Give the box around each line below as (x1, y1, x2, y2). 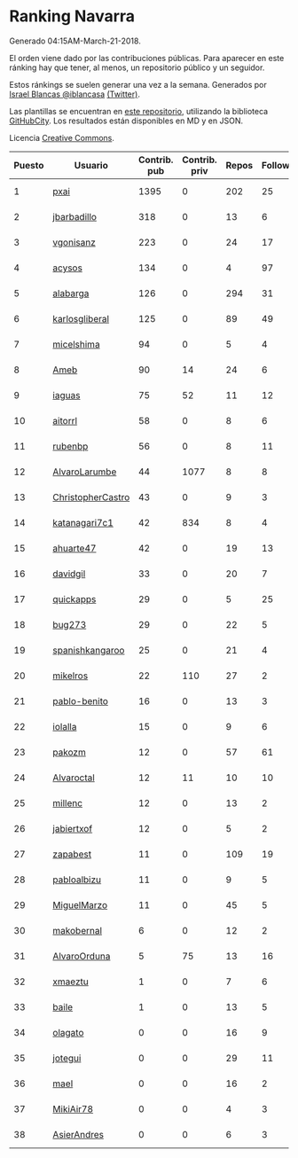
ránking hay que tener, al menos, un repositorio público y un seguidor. (9, 62, 265, 73)
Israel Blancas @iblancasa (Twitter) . (9, 89, 140, 99)
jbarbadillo (52, 210, 98, 223)
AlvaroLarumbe (52, 466, 117, 478)
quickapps (52, 592, 97, 605)
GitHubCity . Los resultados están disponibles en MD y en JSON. (9, 115, 244, 126)
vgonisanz (52, 236, 96, 248)
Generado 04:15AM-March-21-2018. (9, 35, 142, 46)
